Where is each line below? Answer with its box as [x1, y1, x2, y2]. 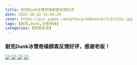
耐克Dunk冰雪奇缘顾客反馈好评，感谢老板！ [5, 43, 111, 50]
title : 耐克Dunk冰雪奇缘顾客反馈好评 [5, 7, 75, 12]
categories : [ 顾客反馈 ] [5, 26, 51, 31]
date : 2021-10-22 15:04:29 [5, 12, 61, 17]
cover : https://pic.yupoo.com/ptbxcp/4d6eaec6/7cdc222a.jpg [5, 16, 133, 21]
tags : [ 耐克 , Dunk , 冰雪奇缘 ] [5, 21, 59, 26]
